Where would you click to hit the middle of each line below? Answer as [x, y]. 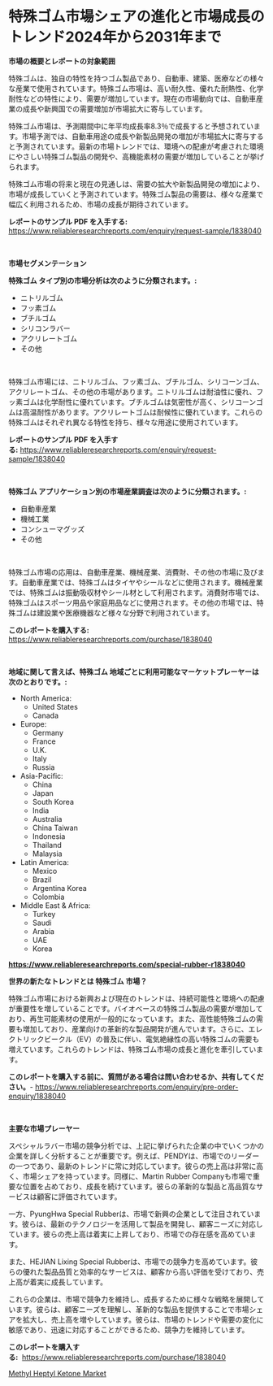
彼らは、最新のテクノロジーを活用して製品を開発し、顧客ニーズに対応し [142, 1223]
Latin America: [44, 862]
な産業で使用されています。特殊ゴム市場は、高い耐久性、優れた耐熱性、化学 [136, 88]
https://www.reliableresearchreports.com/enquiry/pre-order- [137, 1087]
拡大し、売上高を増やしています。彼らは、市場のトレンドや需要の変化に [143, 1319]
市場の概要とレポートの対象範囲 [62, 61]
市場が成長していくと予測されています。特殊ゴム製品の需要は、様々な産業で [136, 194]
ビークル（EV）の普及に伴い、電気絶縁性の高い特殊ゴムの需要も [152, 1039]
